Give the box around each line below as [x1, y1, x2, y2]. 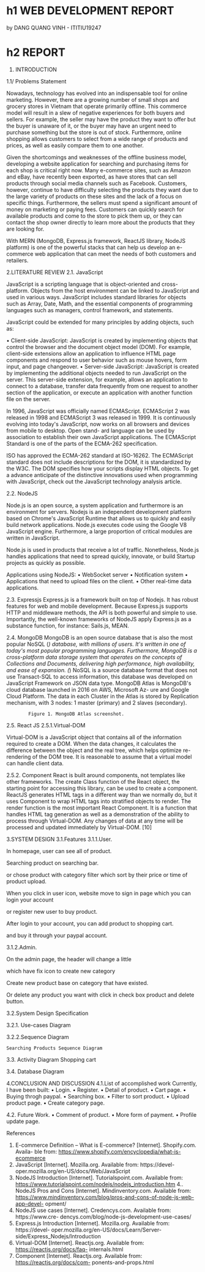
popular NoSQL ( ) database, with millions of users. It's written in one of [6, 640, 186, 648]
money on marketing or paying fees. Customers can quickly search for [6, 205, 185, 213]
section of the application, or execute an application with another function [6, 389, 193, 396]
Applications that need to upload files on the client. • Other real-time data [6, 577, 192, 584]
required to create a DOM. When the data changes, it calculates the [6, 740, 176, 747]
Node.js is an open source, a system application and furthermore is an [6, 501, 184, 509]
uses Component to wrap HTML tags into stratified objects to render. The [6, 797, 192, 805]
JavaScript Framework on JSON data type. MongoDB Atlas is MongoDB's [6, 679, 192, 687]
